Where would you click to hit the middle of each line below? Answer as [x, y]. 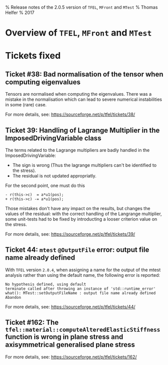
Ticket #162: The [32, 323]
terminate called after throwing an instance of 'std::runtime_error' [80, 289]
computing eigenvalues [43, 82]
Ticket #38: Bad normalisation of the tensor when [84, 74]
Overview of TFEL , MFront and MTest [78, 33]
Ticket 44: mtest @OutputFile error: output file [77, 250]
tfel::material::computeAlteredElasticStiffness [83, 330]
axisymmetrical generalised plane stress [70, 345]
